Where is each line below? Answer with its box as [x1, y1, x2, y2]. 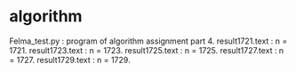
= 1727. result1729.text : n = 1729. [9, 54, 131, 65]
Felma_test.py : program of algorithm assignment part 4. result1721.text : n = [9, 36, 288, 46]
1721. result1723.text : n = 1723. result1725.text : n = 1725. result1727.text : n [9, 44, 284, 55]
